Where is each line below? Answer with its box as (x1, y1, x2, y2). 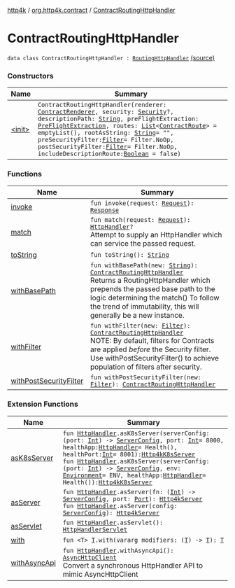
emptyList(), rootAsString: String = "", (37, 129, 174, 137)
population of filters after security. (90, 362, 202, 372)
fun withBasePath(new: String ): (90, 261, 198, 269)
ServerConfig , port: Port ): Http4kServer (62, 495, 203, 503)
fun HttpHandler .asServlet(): (62, 518, 164, 526)
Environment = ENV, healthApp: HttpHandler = (62, 471, 206, 479)
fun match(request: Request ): (90, 216, 191, 223)
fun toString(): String (90, 251, 169, 258)
